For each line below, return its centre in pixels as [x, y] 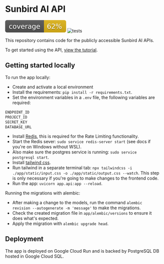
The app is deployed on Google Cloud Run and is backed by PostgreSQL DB [82, 251]
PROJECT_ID [16, 117]
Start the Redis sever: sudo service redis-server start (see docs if [82, 141]
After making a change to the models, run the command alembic [77, 202]
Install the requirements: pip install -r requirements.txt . [72, 92]
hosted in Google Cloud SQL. [34, 256]
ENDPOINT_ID [17, 112]
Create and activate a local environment [53, 87]
